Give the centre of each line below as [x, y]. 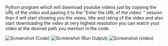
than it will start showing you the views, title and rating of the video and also [84, 18]
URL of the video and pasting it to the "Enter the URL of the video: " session [84, 12]
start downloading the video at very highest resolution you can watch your [82, 23]
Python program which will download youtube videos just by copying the [81, 7]
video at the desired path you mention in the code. [58, 28]
